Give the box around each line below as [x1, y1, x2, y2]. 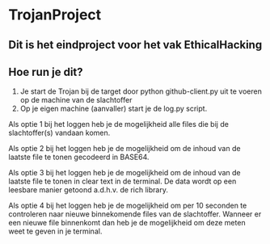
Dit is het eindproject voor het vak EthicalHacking [8, 38, 263, 52]
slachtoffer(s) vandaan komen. [8, 128, 111, 138]
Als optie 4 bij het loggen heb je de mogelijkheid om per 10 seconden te [8, 200, 247, 211]
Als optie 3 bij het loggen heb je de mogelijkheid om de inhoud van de [8, 168, 241, 178]
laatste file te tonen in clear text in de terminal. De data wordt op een [8, 176, 237, 187]
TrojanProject [8, 6, 102, 24]
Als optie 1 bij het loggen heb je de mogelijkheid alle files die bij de [8, 120, 229, 129]
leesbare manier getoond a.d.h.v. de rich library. [8, 185, 168, 195]
